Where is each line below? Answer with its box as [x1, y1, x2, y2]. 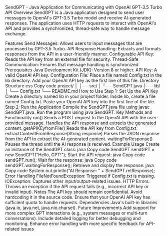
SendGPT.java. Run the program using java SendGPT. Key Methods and [5, 109, 152, 115]
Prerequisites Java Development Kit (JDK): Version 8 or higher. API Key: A [5, 67, 157, 73]
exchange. [5, 31, 27, 36]
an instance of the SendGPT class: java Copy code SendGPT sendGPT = [5, 147, 155, 152]
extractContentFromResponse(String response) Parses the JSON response [5, 131, 160, 136]
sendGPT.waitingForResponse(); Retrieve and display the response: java [5, 162, 154, 168]
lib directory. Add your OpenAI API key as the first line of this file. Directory [5, 77, 159, 83]
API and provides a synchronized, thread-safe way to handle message [5, 25, 150, 31]
